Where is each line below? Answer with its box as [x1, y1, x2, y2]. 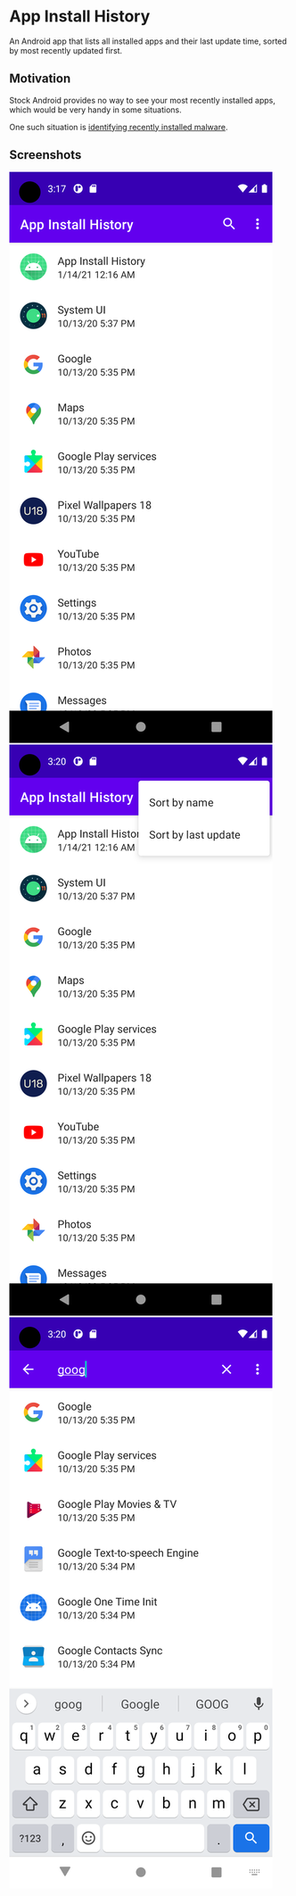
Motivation [9, 71, 71, 87]
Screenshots [9, 147, 82, 162]
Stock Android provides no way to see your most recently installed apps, [9, 95, 276, 105]
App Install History [9, 6, 151, 27]
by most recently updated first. [9, 45, 123, 55]
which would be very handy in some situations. [9, 104, 183, 115]
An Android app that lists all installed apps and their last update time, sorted [9, 36, 287, 46]
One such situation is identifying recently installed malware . [9, 121, 228, 132]
